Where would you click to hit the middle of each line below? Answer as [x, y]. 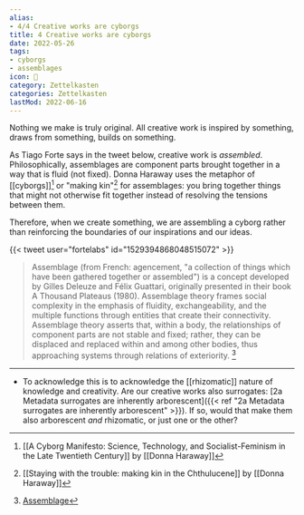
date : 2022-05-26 [42, 43]
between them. [38, 205]
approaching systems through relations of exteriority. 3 [134, 355]
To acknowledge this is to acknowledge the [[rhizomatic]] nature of [147, 381]
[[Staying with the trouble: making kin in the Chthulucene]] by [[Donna [153, 473]
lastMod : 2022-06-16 [48, 102]
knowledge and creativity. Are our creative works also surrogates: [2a [152, 391]
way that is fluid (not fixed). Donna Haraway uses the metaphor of [132, 174]
